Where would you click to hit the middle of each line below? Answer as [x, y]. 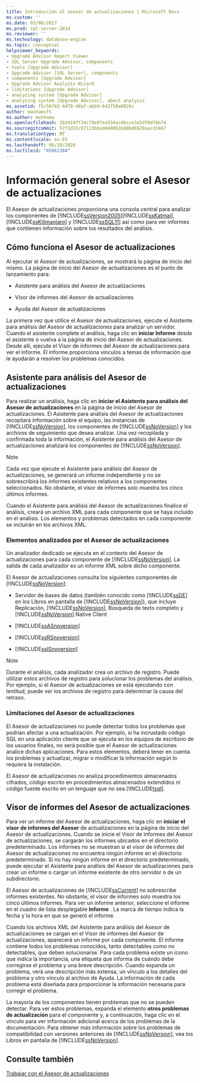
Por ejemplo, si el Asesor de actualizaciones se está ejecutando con [90, 685]
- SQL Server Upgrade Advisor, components [60, 62]
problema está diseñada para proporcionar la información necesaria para [96, 984]
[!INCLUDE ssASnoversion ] [47, 626]
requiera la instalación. [34, 764]
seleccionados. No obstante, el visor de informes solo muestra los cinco [95, 488]
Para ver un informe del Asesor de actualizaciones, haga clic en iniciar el [96, 821]
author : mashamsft [29, 112]
